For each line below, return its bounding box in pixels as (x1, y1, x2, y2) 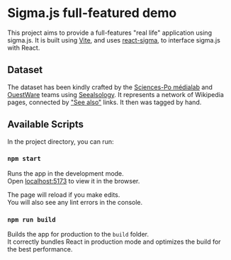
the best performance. (7, 245, 73, 254)
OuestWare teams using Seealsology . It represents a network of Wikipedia (7, 90, 225, 98)
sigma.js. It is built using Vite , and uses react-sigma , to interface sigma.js (7, 35, 221, 44)
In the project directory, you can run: (7, 137, 114, 146)
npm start (7, 154, 41, 163)
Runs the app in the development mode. (7, 169, 124, 178)
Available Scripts (7, 118, 84, 130)
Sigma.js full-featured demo (7, 5, 177, 21)
